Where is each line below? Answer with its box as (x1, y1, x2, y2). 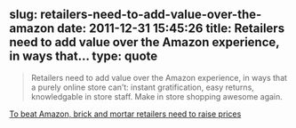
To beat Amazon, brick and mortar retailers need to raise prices (9, 108, 242, 119)
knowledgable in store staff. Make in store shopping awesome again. (30, 91, 283, 101)
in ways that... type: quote (9, 49, 158, 64)
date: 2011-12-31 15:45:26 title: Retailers (57, 21, 285, 36)
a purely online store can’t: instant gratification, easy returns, (30, 82, 255, 92)
